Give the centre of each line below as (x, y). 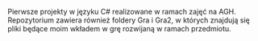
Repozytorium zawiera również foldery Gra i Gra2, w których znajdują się (129, 20)
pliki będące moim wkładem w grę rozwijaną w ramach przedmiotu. (119, 29)
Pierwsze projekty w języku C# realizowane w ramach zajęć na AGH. (122, 12)
